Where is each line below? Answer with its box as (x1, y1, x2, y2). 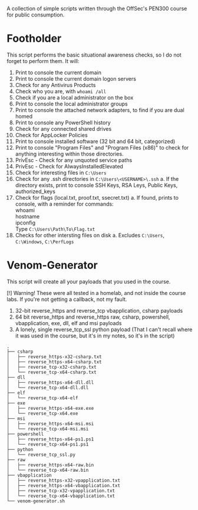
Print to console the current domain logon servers (15, 75, 136, 82)
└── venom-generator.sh (6, 498, 65, 504)
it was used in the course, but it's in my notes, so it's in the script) (15, 332, 175, 339)
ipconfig (15, 219, 36, 226)
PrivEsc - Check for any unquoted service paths (15, 156, 133, 164)
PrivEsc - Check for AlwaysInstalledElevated (15, 163, 123, 170)
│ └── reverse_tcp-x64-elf (6, 395, 78, 401)
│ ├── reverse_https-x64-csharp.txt (6, 359, 102, 365)
